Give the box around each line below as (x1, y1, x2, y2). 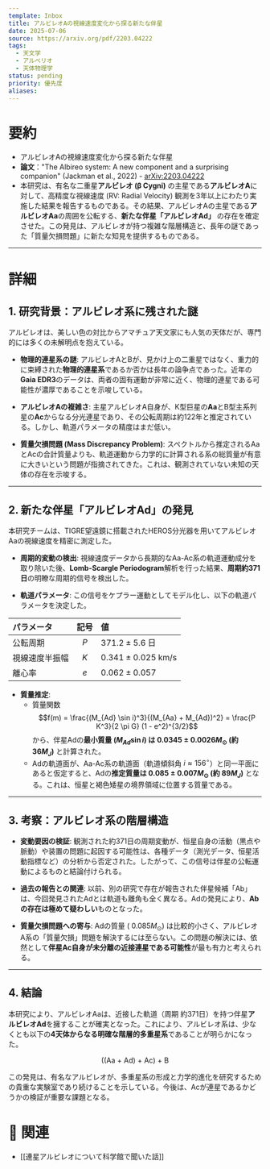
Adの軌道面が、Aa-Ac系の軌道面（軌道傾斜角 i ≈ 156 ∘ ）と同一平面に (31, 757, 260, 768)
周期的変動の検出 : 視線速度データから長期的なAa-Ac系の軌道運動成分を (19, 553, 256, 563)
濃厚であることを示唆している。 (41, 385, 147, 395)
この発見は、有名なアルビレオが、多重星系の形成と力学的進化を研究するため (8, 1071, 262, 1081)
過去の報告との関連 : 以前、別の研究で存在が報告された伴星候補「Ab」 (19, 884, 252, 893)
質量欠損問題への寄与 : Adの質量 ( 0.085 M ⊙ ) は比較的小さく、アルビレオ (19, 921, 259, 932)
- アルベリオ (15, 57, 53, 65)
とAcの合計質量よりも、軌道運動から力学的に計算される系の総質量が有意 (19, 449, 261, 460)
